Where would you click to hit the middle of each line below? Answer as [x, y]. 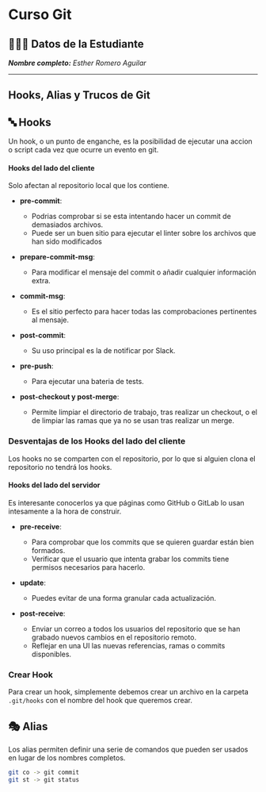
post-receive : [42, 613]
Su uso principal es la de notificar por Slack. [103, 351]
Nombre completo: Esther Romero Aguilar [77, 63]
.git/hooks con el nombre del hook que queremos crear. [100, 701]
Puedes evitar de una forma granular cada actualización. [123, 598]
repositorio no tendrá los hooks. [60, 467]
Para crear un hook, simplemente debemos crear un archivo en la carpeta [129, 692]
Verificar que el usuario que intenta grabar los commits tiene [130, 559]
